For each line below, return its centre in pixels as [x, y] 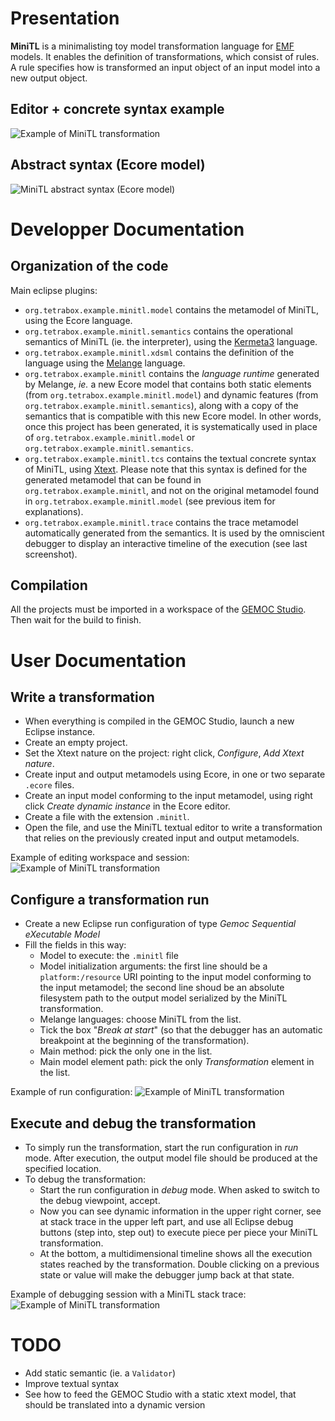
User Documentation [98, 660]
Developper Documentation [127, 229]
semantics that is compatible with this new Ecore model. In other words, [173, 416]
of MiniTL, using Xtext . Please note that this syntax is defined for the [166, 469]
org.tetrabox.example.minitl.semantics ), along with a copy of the [161, 405]
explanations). [54, 511]
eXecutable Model [62, 934]
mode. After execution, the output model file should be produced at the [171, 1158]
